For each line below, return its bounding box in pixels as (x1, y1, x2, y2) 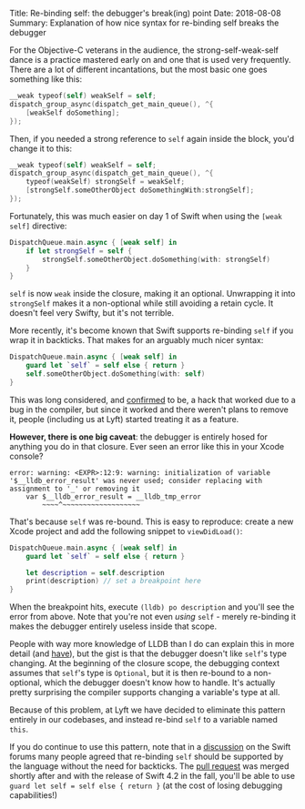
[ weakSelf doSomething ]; (25, 108, 120, 117)
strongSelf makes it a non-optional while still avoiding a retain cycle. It (9, 298, 274, 308)
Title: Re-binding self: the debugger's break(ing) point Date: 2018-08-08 (9, 8, 281, 18)
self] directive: (9, 220, 67, 231)
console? (9, 450, 44, 461)
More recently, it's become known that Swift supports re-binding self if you (9, 325, 294, 336)
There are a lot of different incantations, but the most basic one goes (9, 64, 268, 75)
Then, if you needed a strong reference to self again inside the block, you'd (9, 133, 295, 144)
